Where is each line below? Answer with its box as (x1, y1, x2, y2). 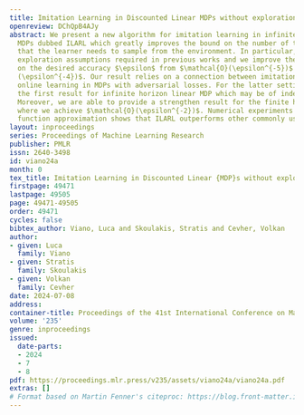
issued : (9, 333, 39, 343)
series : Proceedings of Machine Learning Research (9, 131, 204, 140)
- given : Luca (9, 241, 63, 250)
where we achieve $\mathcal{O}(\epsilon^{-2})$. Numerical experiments (17, 106, 294, 115)
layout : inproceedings (9, 123, 95, 132)
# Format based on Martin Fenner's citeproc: (9, 392, 184, 401)
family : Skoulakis (17, 266, 88, 275)
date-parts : (17, 342, 63, 351)
